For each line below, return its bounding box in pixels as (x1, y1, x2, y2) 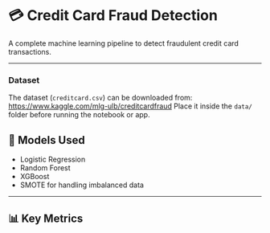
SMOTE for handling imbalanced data (19, 180, 145, 190)
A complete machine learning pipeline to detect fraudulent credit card (8, 38, 239, 48)
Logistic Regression (19, 154, 86, 165)
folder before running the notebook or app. (8, 110, 150, 120)
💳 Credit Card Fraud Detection (8, 6, 219, 25)
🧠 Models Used (8, 133, 86, 147)
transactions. (8, 47, 52, 56)
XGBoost (19, 172, 50, 182)
